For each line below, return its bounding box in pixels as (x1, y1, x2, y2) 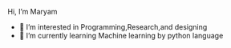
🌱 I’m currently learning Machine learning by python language (18, 31, 224, 40)
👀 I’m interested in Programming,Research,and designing (18, 22, 208, 31)
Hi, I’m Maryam (7, 7, 58, 16)
